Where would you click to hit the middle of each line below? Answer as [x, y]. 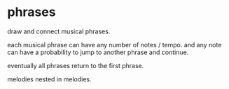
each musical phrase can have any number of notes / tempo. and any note [114, 44]
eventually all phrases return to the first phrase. [76, 65]
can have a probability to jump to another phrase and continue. [98, 52]
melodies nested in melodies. [49, 79]
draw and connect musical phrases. [59, 31]
